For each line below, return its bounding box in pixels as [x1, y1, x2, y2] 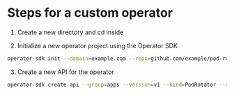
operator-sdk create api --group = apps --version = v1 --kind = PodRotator [7, 81, 217, 88]
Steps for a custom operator [7, 5, 173, 21]
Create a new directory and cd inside [17, 28, 124, 36]
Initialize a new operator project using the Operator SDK [17, 41, 178, 50]
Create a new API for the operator [17, 68, 115, 76]
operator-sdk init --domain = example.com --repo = [7, 54, 151, 62]
